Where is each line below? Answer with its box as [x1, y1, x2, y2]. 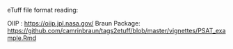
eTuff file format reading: [7, 6, 79, 14]
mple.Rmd [7, 34, 37, 42]
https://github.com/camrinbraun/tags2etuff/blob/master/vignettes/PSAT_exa [7, 27, 226, 35]
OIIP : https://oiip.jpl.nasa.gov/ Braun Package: [7, 19, 140, 27]
